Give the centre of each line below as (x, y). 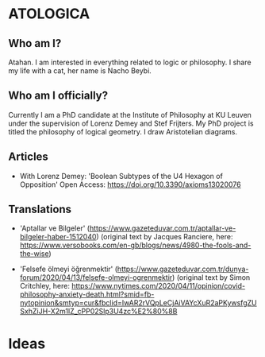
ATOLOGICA (49, 14)
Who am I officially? (58, 96)
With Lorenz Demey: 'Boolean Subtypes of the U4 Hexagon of (121, 176)
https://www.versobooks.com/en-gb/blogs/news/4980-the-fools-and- (135, 245)
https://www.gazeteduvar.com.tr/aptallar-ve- (163, 228)
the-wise (34, 254)
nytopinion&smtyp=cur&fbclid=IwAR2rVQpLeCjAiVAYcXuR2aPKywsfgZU (138, 303)
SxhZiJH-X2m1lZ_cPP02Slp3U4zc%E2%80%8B (98, 312)
